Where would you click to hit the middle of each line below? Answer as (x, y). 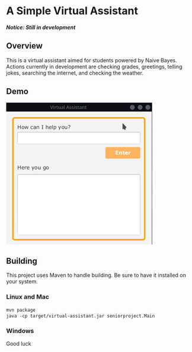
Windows (20, 331)
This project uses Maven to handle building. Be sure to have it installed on (96, 275)
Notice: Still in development (41, 27)
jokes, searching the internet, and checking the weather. (75, 73)
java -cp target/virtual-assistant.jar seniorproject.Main (81, 316)
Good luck (19, 343)
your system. (22, 281)
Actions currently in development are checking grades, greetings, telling (94, 66)
